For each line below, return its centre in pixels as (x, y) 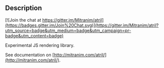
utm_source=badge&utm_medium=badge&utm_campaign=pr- (68, 30)
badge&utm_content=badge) (34, 35)
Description (23, 8)
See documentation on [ (30, 55)
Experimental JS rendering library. (40, 45)
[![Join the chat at (23, 20)
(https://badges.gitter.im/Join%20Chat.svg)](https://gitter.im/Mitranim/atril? (82, 25)
